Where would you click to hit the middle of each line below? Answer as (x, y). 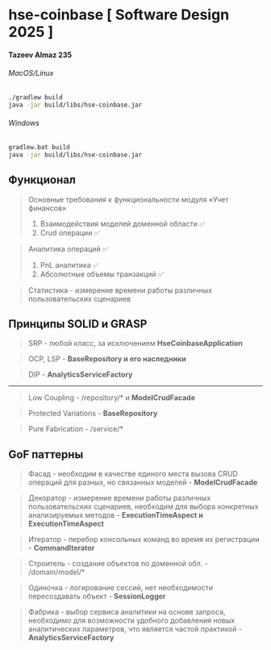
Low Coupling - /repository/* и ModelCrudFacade (112, 398)
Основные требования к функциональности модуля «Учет (128, 199)
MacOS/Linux (31, 73)
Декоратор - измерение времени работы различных (119, 498)
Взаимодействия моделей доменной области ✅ (123, 223)
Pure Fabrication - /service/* (75, 429)
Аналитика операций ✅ (68, 248)
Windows (24, 123)
